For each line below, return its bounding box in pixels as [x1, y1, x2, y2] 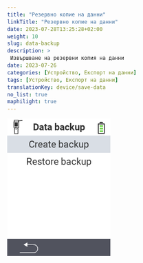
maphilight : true [7, 98, 57, 105]
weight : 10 [7, 33, 38, 40]
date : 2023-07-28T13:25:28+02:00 [7, 25, 103, 32]
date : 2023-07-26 [7, 62, 57, 69]
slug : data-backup [7, 40, 60, 48]
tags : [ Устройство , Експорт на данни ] [7, 76, 118, 83]
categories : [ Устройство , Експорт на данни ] [7, 69, 137, 76]
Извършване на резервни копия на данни [10, 55, 125, 62]
